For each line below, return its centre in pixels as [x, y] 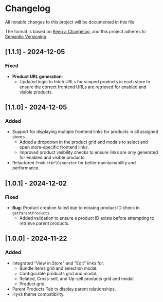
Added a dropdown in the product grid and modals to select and [84, 142]
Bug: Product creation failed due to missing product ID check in [76, 208]
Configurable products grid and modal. [58, 273]
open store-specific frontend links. [54, 147]
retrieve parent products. [44, 223]
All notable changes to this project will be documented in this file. [71, 22]
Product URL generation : [37, 76]
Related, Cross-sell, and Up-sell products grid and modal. [77, 279]
